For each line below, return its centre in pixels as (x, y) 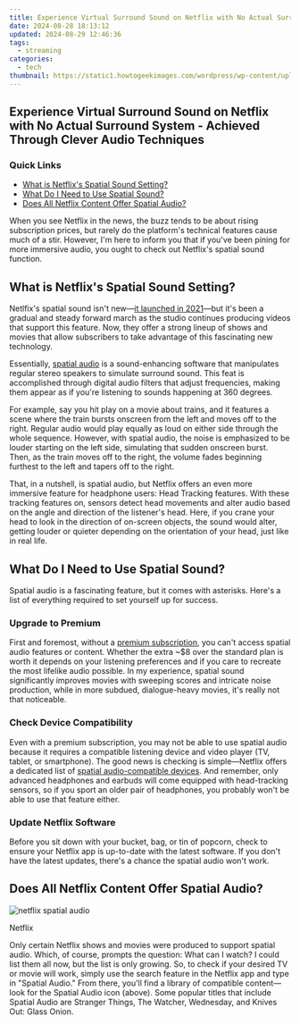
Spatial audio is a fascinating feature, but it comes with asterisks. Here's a (145, 591)
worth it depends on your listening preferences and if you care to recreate (145, 661)
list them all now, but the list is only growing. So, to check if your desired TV (149, 964)
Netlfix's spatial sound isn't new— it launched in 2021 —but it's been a (137, 308)
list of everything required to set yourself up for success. (114, 600)
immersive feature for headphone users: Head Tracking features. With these (150, 493)
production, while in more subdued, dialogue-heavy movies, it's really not (145, 690)
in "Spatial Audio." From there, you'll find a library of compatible (126, 983)
